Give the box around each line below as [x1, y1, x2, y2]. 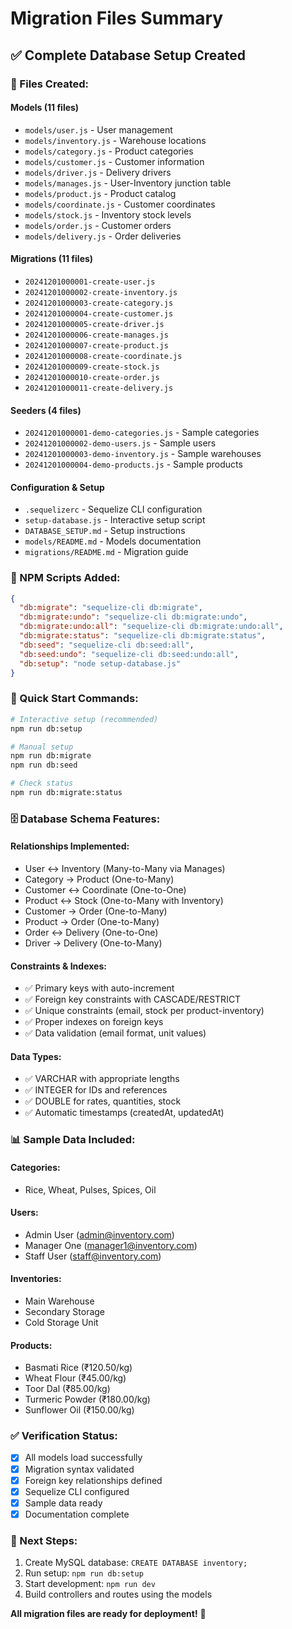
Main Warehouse [24, 1295, 95, 1307]
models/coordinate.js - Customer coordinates [24, 198, 216, 210]
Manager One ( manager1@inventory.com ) [24, 1239, 198, 1251]
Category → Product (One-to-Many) [24, 873, 175, 886]
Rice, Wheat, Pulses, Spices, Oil [24, 1183, 157, 1196]
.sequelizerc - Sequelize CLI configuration [24, 503, 203, 516]
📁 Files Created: [10, 77, 89, 91]
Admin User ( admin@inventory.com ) [24, 1228, 175, 1241]
